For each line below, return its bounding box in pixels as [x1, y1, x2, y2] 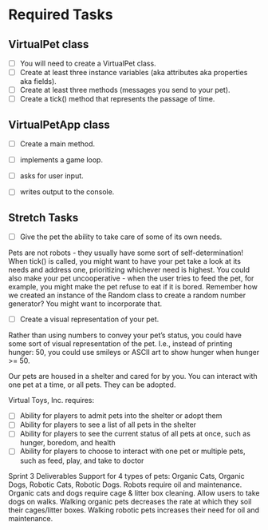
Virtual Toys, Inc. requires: [8, 396, 94, 405]
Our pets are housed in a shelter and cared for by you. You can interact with [8, 372, 258, 381]
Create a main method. [19, 139, 96, 149]
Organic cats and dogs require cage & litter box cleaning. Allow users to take [8, 488, 260, 497]
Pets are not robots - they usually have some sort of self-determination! [8, 248, 244, 257]
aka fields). [19, 77, 57, 86]
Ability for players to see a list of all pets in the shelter [19, 420, 197, 429]
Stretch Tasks [8, 210, 79, 225]
